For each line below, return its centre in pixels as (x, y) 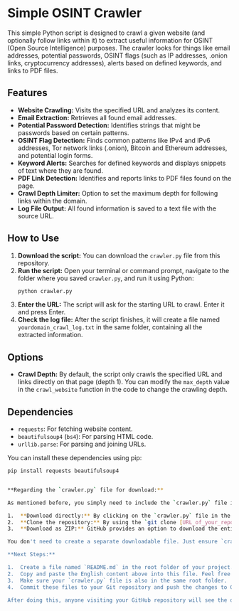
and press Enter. (42, 312)
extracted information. (50, 335)
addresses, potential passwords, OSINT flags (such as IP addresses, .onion (117, 55)
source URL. (36, 216)
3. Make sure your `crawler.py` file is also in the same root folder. (117, 580)
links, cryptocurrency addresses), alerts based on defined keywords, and (115, 63)
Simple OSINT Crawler (75, 13)
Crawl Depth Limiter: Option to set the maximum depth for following (118, 193)
